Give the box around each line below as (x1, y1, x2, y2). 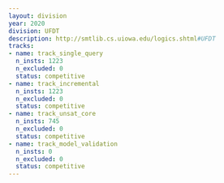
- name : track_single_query (8, 49, 104, 57)
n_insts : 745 (15, 117, 60, 126)
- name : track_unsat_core (8, 110, 96, 118)
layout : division (8, 11, 67, 20)
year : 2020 (8, 19, 45, 28)
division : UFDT (8, 27, 60, 35)
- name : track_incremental (8, 79, 100, 87)
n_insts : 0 (15, 147, 53, 155)
